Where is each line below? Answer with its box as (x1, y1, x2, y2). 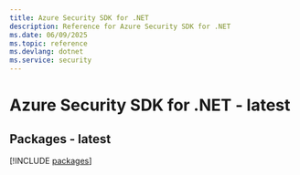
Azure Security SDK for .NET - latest (9, 95, 291, 116)
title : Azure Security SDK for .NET (9, 13, 149, 23)
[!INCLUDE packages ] (9, 156, 92, 166)
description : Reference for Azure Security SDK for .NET (9, 22, 231, 31)
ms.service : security (9, 56, 92, 65)
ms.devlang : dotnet (9, 47, 84, 57)
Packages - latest (9, 131, 112, 147)
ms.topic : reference (9, 38, 89, 48)
